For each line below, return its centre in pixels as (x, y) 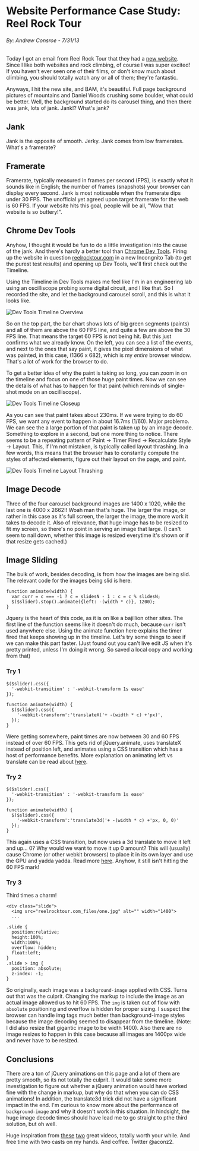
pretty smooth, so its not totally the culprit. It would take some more (89, 1080)
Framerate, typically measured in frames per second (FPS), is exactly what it (99, 181)
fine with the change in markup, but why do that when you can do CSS (93, 1092)
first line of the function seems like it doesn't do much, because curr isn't (96, 624)
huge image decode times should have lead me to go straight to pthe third (97, 1118)
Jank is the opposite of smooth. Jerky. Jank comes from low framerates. (95, 141)
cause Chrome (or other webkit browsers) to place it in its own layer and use (99, 855)
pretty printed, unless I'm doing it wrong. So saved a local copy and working (99, 650)
